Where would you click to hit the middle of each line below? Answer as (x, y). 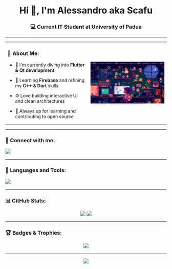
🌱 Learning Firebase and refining (50, 80)
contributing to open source (45, 116)
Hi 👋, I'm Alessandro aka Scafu (86, 11)
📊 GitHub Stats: (26, 201)
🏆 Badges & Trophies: (34, 233)
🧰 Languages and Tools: (36, 170)
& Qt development (35, 70)
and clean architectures (40, 101)
